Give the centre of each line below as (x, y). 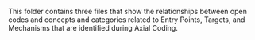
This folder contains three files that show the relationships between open (128, 11)
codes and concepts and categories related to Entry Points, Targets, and (127, 20)
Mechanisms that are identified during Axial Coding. (93, 28)
